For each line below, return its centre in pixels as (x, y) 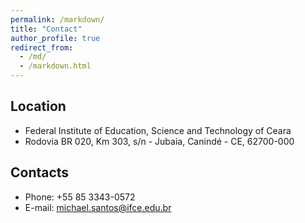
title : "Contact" (46, 29)
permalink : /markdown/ (57, 19)
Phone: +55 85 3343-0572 (80, 197)
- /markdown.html (55, 66)
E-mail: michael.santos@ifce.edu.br (98, 207)
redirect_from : (42, 47)
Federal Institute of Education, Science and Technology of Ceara (158, 130)
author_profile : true (55, 38)
